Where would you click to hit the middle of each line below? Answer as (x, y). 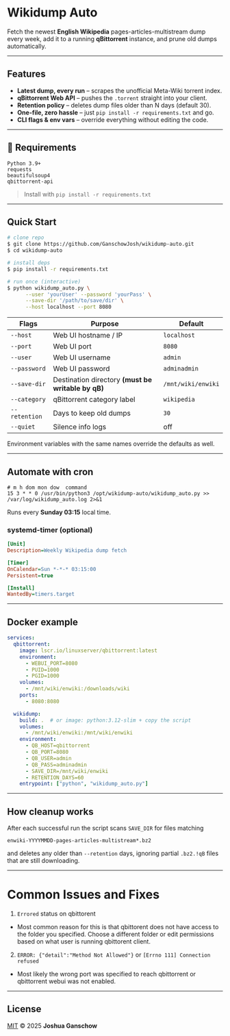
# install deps (29, 263)
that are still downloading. (43, 861)
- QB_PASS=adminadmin (56, 765)
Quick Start (32, 222)
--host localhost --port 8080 (68, 307)
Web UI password (81, 369)
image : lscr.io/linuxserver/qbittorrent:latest (88, 650)
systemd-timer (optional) (50, 530)
